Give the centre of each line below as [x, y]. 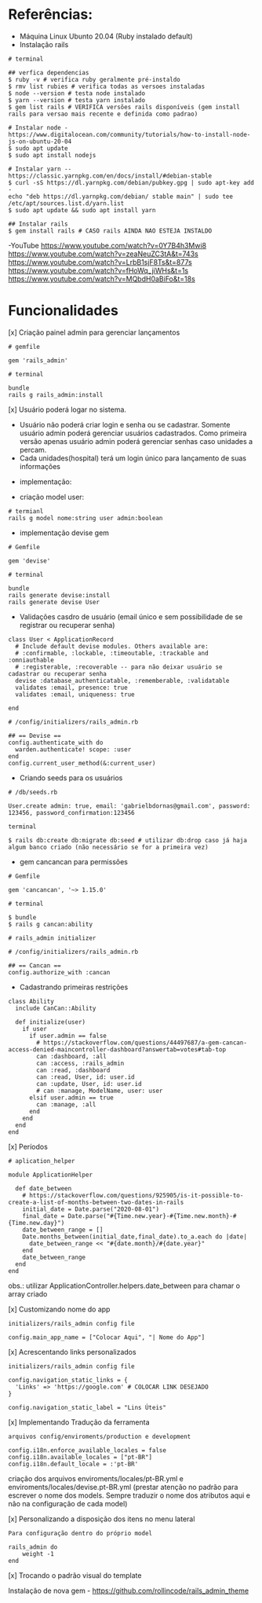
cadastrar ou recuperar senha [58, 673]
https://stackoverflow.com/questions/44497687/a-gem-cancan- [145, 1043]
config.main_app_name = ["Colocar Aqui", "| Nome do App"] [107, 1337]
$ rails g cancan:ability [50, 924]
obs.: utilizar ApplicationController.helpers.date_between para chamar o [124, 1286]
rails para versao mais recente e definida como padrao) [103, 114]
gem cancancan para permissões [73, 861]
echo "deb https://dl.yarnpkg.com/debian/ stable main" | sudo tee [121, 196]
